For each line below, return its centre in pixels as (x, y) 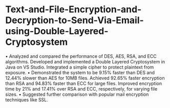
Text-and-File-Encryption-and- (73, 9)
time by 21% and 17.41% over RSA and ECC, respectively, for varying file (81, 89)
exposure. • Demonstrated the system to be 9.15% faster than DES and (80, 72)
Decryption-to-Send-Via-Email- (75, 20)
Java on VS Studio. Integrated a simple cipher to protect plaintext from (80, 67)
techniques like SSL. (27, 100)
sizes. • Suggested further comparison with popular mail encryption (77, 94)
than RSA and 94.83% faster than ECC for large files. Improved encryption (84, 83)
